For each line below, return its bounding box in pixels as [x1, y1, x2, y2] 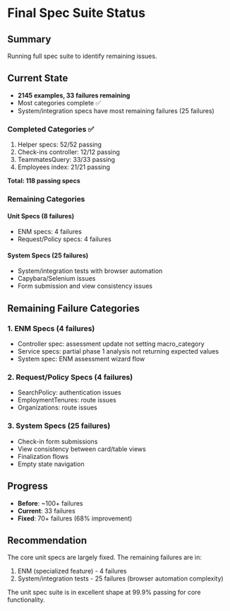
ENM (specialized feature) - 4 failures [17, 567, 127, 576]
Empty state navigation [17, 460, 85, 468]
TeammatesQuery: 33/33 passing [17, 156, 115, 164]
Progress [7, 480, 48, 492]
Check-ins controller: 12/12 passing [17, 148, 120, 156]
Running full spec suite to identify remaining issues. [7, 52, 157, 60]
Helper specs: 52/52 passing [17, 140, 102, 149]
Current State [7, 72, 68, 84]
